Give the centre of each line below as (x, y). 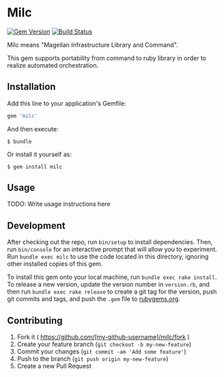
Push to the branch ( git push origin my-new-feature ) (93, 359)
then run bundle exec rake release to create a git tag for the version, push (112, 291)
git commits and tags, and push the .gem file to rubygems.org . (94, 299)
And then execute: (33, 129)
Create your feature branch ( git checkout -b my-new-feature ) (104, 344)
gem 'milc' (23, 116)
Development (37, 225)
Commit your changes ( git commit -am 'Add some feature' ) (101, 352)
